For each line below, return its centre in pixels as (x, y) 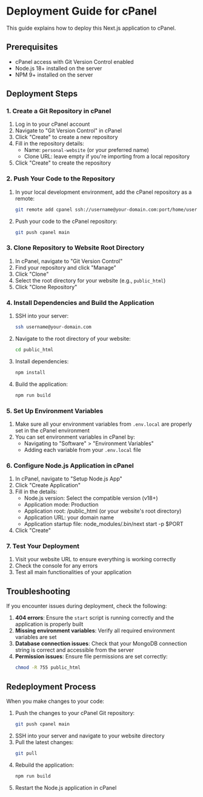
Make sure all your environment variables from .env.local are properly (103, 424)
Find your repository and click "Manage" (66, 267)
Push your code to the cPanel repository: (66, 221)
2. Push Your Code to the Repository (61, 179)
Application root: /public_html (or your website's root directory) (103, 511)
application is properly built (49, 624)
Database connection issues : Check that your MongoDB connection (101, 644)
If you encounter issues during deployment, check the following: (87, 606)
